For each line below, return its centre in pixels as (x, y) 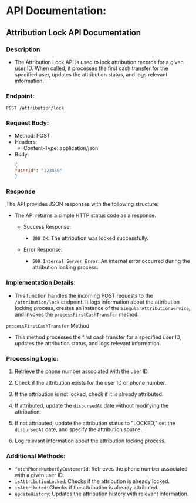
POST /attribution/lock (35, 108)
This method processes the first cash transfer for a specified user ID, (98, 337)
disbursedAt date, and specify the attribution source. (78, 429)
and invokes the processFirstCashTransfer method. (77, 314)
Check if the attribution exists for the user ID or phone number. (90, 382)
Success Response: (47, 227)
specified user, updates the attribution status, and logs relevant (91, 74)
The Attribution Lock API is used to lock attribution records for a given (99, 62)
